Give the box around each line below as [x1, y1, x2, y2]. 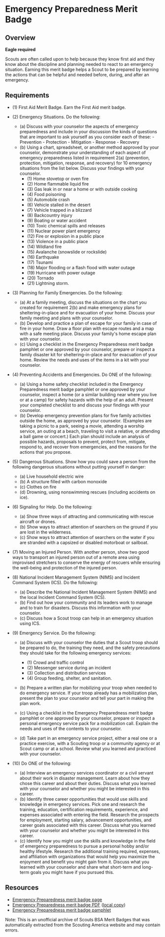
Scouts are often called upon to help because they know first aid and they [5, 56, 155, 62]
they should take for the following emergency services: [19, 650, 132, 656]
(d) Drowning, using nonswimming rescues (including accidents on [19, 489, 156, 495]
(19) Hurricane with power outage [27, 270, 96, 276]
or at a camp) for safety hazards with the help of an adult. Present [19, 397, 154, 403]
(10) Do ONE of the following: [12, 760, 71, 766]
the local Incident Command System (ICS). [19, 594, 106, 600]
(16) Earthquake [27, 254, 59, 260]
